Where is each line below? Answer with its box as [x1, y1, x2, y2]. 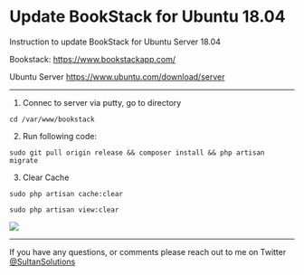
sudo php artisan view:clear [9, 205, 119, 214]
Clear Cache [22, 172, 70, 183]
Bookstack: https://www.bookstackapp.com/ [9, 53, 176, 64]
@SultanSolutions [9, 256, 76, 267]
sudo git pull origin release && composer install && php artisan [9, 147, 265, 157]
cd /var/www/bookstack [9, 115, 95, 124]
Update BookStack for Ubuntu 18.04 [9, 6, 286, 27]
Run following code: [22, 130, 98, 141]
